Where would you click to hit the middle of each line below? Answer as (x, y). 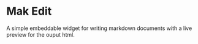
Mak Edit (29, 11)
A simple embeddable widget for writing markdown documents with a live (99, 28)
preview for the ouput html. (40, 34)
